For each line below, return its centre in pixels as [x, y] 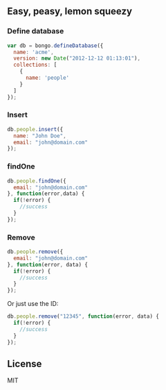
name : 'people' [47, 78]
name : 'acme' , [34, 52]
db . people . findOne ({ [37, 181]
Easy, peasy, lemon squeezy [70, 11]
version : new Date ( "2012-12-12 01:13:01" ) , [77, 58]
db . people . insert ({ [35, 129]
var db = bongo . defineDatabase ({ [55, 45]
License [25, 364]
